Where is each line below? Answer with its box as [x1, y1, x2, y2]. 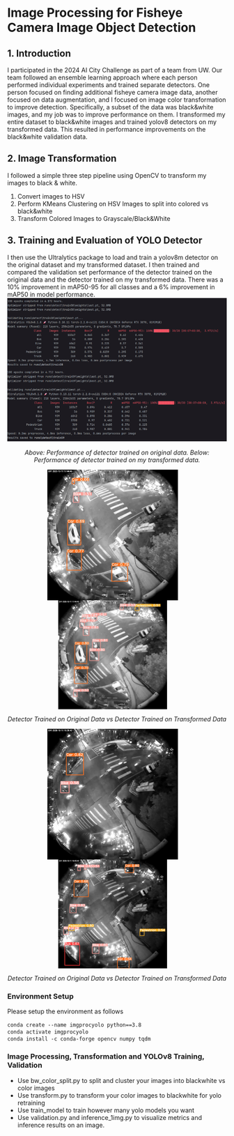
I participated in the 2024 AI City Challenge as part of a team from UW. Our [7, 66, 223, 74]
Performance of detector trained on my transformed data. [33, 455, 201, 464]
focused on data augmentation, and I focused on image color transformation [7, 95, 226, 104]
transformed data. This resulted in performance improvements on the [7, 125, 206, 133]
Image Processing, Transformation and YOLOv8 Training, [7, 1052, 205, 1061]
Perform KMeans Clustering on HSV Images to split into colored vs [17, 199, 209, 208]
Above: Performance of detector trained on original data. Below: [24, 448, 210, 456]
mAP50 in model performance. [7, 290, 95, 298]
